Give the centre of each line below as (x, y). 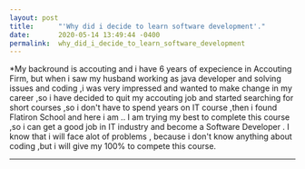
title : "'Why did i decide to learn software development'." (138, 26)
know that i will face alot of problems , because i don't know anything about (151, 136)
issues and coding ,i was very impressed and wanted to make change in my (151, 88)
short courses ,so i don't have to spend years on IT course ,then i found (143, 108)
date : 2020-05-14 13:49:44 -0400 (85, 35)
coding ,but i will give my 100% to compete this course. (113, 146)
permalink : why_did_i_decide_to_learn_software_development (128, 43)
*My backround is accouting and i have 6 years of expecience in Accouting (151, 69)
